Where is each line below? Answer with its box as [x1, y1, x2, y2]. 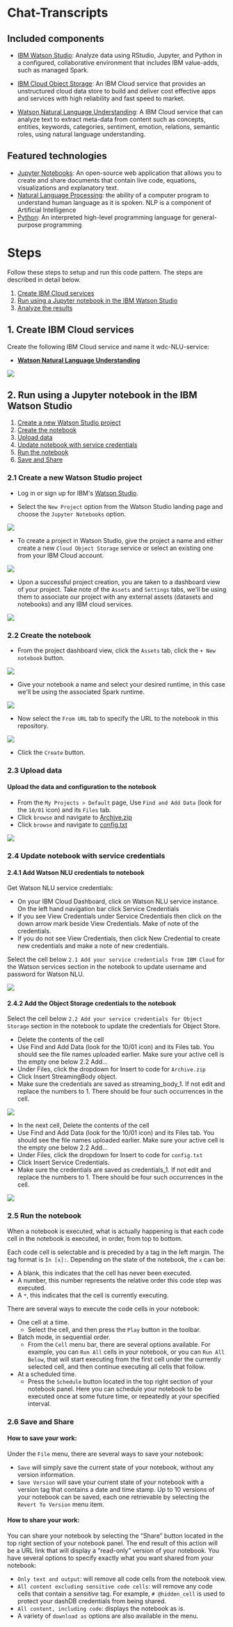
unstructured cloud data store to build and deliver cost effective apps [17, 87, 216, 95]
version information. [17, 1470, 75, 1479]
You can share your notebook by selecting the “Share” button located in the [7, 1531, 224, 1540]
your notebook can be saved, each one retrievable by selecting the [17, 1492, 210, 1501]
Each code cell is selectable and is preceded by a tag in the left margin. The [7, 1248, 225, 1256]
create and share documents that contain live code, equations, [17, 176, 197, 184]
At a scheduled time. [17, 1370, 77, 1378]
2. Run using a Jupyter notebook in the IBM [7, 389, 198, 401]
